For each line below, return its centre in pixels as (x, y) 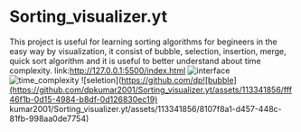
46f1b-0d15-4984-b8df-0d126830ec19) (84, 99)
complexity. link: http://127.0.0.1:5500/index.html (98, 71)
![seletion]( (101, 80)
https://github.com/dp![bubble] (179, 80)
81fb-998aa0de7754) (49, 118)
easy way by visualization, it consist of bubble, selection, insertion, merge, (148, 51)
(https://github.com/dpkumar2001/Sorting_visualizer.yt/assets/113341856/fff (150, 90)
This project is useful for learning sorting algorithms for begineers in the (143, 42)
